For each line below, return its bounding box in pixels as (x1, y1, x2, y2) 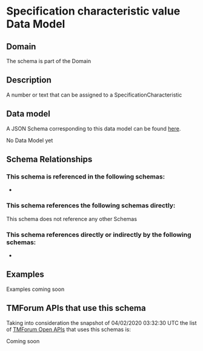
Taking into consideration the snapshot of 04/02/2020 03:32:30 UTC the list (6, 319, 197, 326)
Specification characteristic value (6, 4, 181, 18)
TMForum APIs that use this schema (6, 303, 147, 313)
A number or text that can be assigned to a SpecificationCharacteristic (6, 91, 182, 98)
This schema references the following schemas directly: (6, 202, 176, 210)
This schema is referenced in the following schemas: (6, 172, 165, 180)
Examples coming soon (6, 285, 65, 293)
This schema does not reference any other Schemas (6, 215, 138, 222)
